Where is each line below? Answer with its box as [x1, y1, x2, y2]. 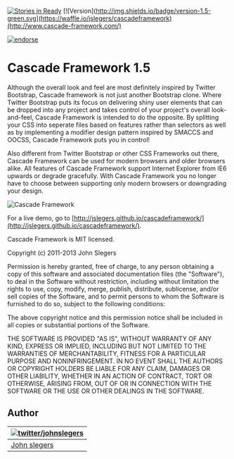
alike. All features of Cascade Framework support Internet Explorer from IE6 [7, 164, 227, 172]
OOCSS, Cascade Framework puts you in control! [7, 135, 150, 144]
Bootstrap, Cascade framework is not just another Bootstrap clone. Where [7, 90, 222, 99]
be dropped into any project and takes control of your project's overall [7, 106, 211, 114]
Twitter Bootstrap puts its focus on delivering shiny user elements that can [7, 98, 223, 106]
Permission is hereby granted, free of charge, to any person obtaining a [7, 262, 214, 270]
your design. [7, 187, 44, 195]
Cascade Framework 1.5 [7, 60, 151, 76]
